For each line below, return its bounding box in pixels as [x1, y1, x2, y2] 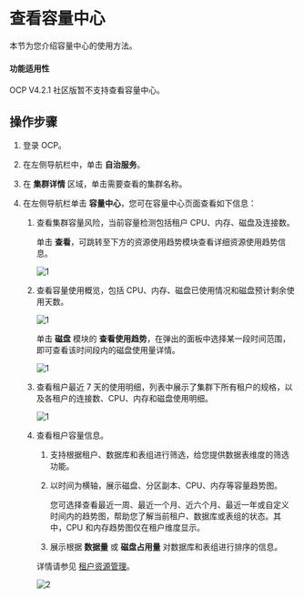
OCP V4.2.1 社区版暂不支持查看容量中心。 [9, 85, 166, 96]
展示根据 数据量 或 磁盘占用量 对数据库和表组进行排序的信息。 [49, 541, 283, 552]
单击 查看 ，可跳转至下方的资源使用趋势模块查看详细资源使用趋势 [35, 236, 279, 247]
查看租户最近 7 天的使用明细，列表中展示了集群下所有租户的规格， [35, 381, 285, 392]
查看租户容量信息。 [35, 430, 109, 441]
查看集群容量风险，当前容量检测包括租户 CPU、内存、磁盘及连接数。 [35, 217, 296, 228]
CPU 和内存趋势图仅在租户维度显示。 [66, 522, 205, 532]
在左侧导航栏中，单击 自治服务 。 [22, 158, 146, 169]
